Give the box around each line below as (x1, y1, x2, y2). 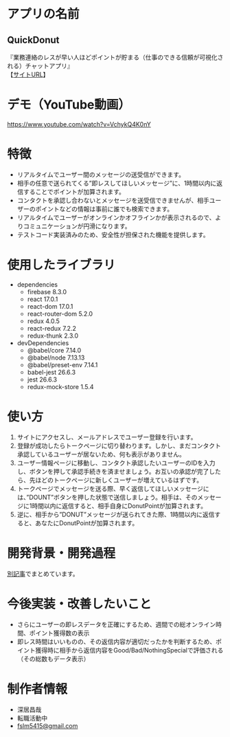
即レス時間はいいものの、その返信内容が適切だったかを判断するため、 (16, 637, 216, 646)
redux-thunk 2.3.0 (27, 331, 79, 340)
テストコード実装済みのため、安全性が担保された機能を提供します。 (16, 230, 209, 239)
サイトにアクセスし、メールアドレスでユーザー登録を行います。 (16, 432, 197, 441)
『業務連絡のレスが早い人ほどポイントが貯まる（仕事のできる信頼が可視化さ (7, 53, 224, 61)
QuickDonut (7, 34, 60, 45)
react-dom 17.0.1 (27, 302, 73, 310)
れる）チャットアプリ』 (7, 62, 73, 69)
